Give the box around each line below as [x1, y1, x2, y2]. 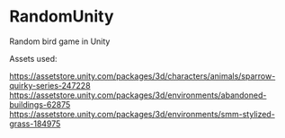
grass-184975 [9, 118, 61, 129]
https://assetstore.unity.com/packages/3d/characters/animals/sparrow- [9, 70, 276, 82]
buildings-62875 [9, 99, 71, 109]
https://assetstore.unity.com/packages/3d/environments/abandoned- [9, 90, 267, 100]
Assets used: [9, 53, 58, 64]
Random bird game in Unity [9, 36, 111, 47]
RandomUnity [9, 6, 114, 27]
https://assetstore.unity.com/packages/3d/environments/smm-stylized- [9, 108, 276, 119]
